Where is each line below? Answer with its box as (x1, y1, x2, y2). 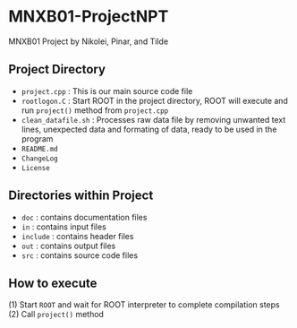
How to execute (8, 275, 98, 290)
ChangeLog (21, 154, 59, 163)
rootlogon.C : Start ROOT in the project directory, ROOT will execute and (21, 95, 288, 106)
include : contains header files (21, 230, 134, 241)
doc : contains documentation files (21, 211, 148, 222)
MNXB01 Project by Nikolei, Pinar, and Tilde (8, 36, 169, 47)
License (21, 163, 50, 172)
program (21, 133, 54, 144)
